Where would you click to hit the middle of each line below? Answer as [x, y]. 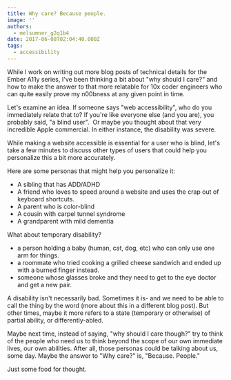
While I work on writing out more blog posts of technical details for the [107, 72]
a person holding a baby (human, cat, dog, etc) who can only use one [116, 248]
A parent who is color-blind [56, 206]
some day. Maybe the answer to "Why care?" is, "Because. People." [103, 355]
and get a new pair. [44, 284]
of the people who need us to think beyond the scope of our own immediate [115, 341]
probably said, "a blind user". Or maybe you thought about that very [104, 122]
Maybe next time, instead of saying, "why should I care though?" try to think [115, 334]
